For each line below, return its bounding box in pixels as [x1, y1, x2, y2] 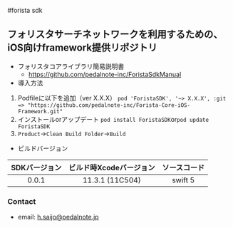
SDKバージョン [11, 162, 62, 172]
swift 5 [172, 175, 195, 185]
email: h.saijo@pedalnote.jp [17, 213, 99, 222]
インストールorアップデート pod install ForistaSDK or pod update [17, 115, 209, 123]
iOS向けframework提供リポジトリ [7, 42, 158, 54]
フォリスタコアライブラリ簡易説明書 [17, 62, 125, 71]
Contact [7, 196, 36, 206]
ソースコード [162, 162, 205, 172]
